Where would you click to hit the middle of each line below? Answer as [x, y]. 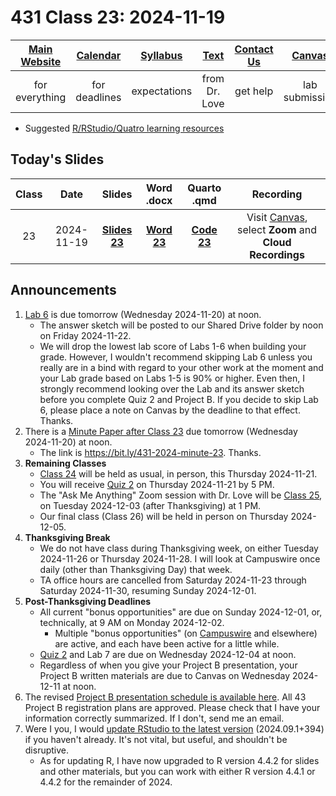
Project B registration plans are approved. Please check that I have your [172, 707]
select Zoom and [277, 229]
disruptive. [47, 750]
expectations [162, 91]
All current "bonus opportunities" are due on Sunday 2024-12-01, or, [181, 612]
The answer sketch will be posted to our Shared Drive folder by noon [181, 325]
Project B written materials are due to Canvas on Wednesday [165, 675]
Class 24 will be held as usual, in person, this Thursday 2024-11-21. [178, 473]
